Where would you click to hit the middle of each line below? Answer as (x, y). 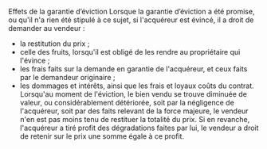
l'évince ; (35, 60)
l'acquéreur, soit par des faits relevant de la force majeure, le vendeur (134, 111)
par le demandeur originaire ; (67, 77)
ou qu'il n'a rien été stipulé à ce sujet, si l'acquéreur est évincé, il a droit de (131, 20)
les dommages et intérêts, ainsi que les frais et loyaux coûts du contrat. (137, 86)
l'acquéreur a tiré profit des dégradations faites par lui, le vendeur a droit (139, 128)
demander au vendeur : (47, 28)
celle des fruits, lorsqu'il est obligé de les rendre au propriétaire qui (130, 52)
